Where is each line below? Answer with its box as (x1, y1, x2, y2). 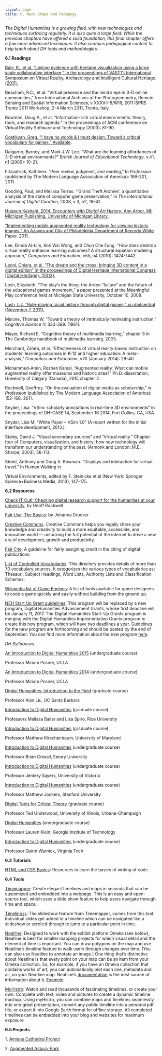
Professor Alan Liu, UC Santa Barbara (5, 697, 80, 703)
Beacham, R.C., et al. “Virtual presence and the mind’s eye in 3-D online (5, 89, 147, 95)
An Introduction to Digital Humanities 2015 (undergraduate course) (5, 650, 138, 656)
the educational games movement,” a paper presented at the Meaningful (5, 287, 150, 293)
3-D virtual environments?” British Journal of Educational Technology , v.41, (5, 154, 155, 159)
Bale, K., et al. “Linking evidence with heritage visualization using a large (5, 64, 149, 70)
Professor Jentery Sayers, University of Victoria (5, 773, 100, 778)
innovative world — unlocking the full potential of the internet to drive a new (5, 531, 156, 537)
